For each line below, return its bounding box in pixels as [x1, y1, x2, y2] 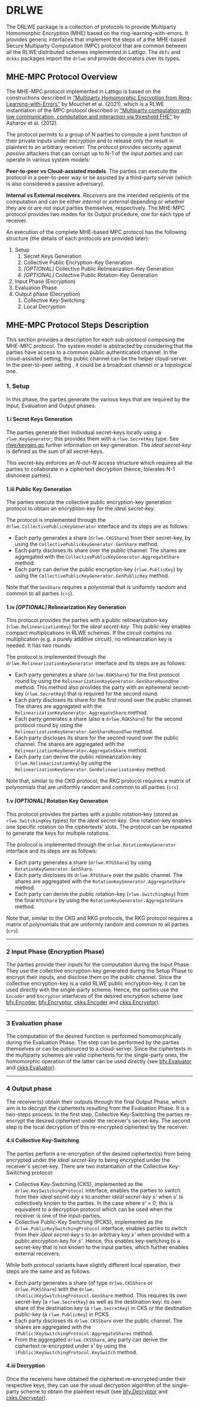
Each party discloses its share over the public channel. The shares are [14, 547, 187, 554]
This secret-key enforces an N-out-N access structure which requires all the [6, 460, 192, 467]
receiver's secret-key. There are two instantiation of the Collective [6, 1162, 168, 1170]
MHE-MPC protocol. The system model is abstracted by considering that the [6, 342, 193, 349]
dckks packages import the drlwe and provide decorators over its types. [6, 55, 181, 62]
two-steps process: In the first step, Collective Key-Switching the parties [6, 1111, 184, 1118]
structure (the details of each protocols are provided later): [6, 235, 150, 242]
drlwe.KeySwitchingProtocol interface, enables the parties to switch [14, 1187, 181, 1194]
